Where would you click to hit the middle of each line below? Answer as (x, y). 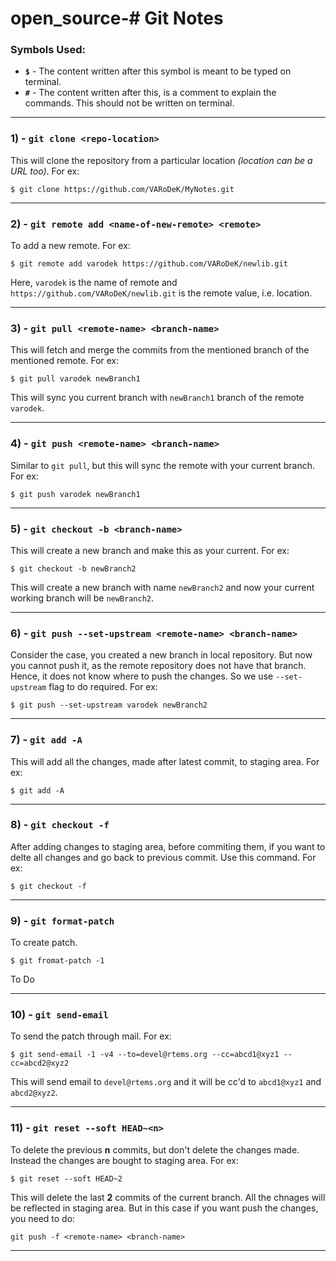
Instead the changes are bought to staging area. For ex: (124, 1160)
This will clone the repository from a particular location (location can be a (161, 160)
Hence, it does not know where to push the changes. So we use (142, 676)
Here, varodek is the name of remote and (94, 283)
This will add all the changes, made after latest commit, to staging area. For (165, 761)
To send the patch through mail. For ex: (91, 1036)
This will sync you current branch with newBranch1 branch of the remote (157, 398)
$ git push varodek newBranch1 (75, 494)
